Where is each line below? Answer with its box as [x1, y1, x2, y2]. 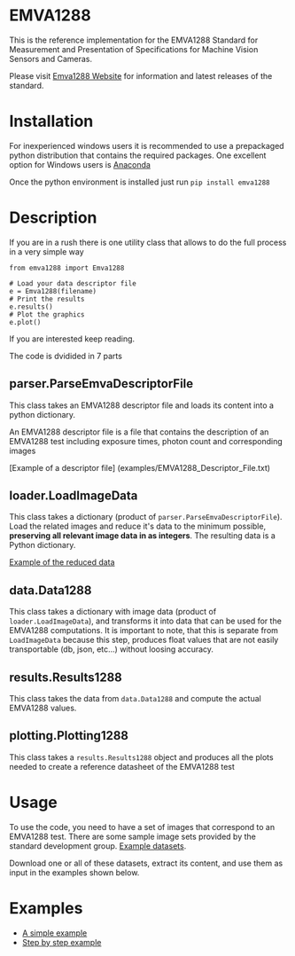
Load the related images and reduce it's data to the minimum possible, [9, 521, 267, 532]
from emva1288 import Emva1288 [9, 263, 125, 272]
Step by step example [21, 936, 102, 947]
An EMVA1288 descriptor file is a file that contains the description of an [9, 427, 269, 437]
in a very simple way [9, 246, 84, 257]
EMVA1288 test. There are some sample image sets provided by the [9, 831, 257, 842]
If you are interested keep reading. [9, 333, 136, 344]
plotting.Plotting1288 [9, 728, 128, 743]
